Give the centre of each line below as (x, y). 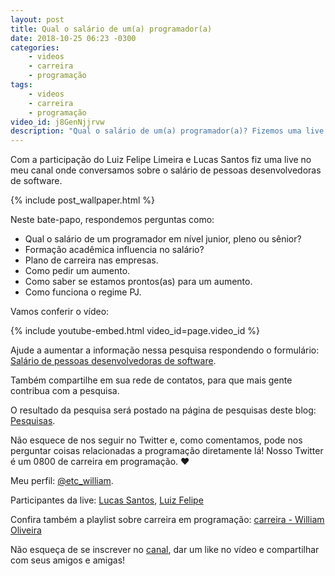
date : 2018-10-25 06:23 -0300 (73, 38)
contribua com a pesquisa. (65, 391)
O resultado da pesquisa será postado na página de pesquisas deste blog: (163, 410)
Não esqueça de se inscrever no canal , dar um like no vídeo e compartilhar (165, 550)
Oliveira (26, 530)
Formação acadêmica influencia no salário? (114, 250)
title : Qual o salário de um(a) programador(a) (111, 29)
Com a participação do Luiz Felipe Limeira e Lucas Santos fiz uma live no (161, 160)
